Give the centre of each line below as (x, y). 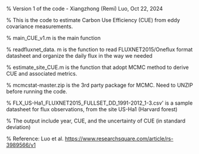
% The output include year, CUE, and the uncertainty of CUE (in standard (96, 121)
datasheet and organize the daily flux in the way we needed (80, 56)
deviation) (18, 127)
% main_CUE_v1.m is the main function (54, 38)
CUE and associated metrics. (42, 73)
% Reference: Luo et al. (35, 139)
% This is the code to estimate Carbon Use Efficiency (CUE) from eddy (93, 20)
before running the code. (37, 91)
